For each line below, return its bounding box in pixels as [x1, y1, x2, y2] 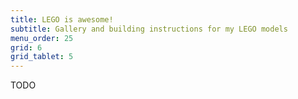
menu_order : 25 [10, 33, 74, 43]
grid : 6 [10, 42, 43, 53]
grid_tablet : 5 [10, 52, 74, 62]
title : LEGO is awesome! [10, 14, 114, 25]
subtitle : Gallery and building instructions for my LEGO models [10, 24, 288, 34]
